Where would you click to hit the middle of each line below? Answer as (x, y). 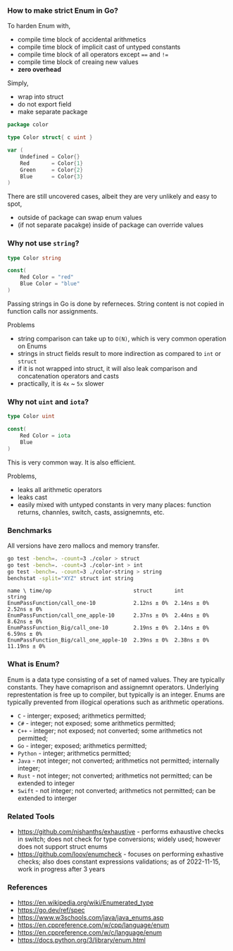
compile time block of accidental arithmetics (82, 39)
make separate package (52, 112)
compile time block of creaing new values (78, 62)
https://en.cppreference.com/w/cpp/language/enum (94, 925)
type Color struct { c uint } (50, 137)
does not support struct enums (62, 847)
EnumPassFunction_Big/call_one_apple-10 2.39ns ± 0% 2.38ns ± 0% (108, 640)
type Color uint (31, 417)
